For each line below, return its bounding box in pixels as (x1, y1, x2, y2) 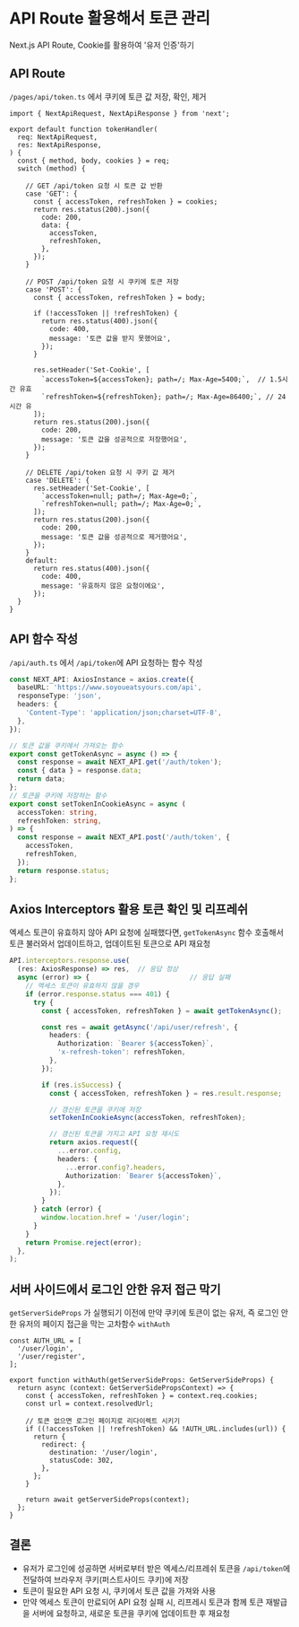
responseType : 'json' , (17, 692, 102, 701)
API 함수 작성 (9, 632, 79, 647)
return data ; (17, 774, 66, 783)
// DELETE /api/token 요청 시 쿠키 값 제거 (25, 468, 175, 477)
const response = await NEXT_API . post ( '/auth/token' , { (17, 833, 230, 842)
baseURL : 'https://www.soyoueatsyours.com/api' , (17, 683, 202, 692)
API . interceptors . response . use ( (9, 957, 130, 966)
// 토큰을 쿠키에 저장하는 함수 (9, 791, 107, 800)
